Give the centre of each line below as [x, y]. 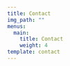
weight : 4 [34, 45]
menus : [17, 26]
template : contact [34, 52]
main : [21, 33]
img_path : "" [26, 20]
